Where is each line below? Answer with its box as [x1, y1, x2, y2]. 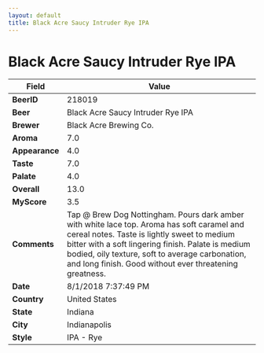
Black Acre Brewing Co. [66, 120, 155, 131]
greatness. [66, 268, 106, 279]
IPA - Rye [66, 332, 103, 343]
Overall [12, 184, 40, 195]
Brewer [12, 120, 40, 131]
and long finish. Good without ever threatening [66, 259, 238, 270]
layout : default [8, 11, 61, 20]
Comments [12, 239, 55, 250]
